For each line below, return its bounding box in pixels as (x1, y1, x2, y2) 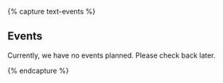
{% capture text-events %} (7, 7, 96, 16)
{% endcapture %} (7, 66, 69, 75)
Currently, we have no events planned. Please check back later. (7, 51, 216, 60)
